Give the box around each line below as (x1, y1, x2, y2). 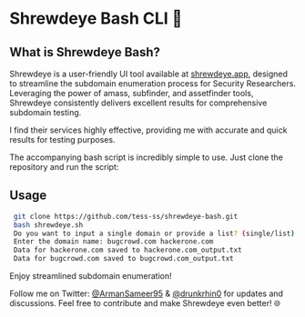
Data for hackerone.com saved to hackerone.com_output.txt (13, 245, 243, 255)
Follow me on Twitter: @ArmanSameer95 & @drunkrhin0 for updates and (9, 288, 284, 299)
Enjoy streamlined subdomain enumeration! (9, 271, 173, 282)
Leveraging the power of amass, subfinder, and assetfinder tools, (9, 88, 254, 98)
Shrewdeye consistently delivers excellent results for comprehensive (9, 97, 268, 108)
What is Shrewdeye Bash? (9, 45, 161, 60)
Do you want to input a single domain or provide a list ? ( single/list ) (13, 229, 296, 238)
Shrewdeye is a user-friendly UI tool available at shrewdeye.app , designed (9, 68, 289, 79)
